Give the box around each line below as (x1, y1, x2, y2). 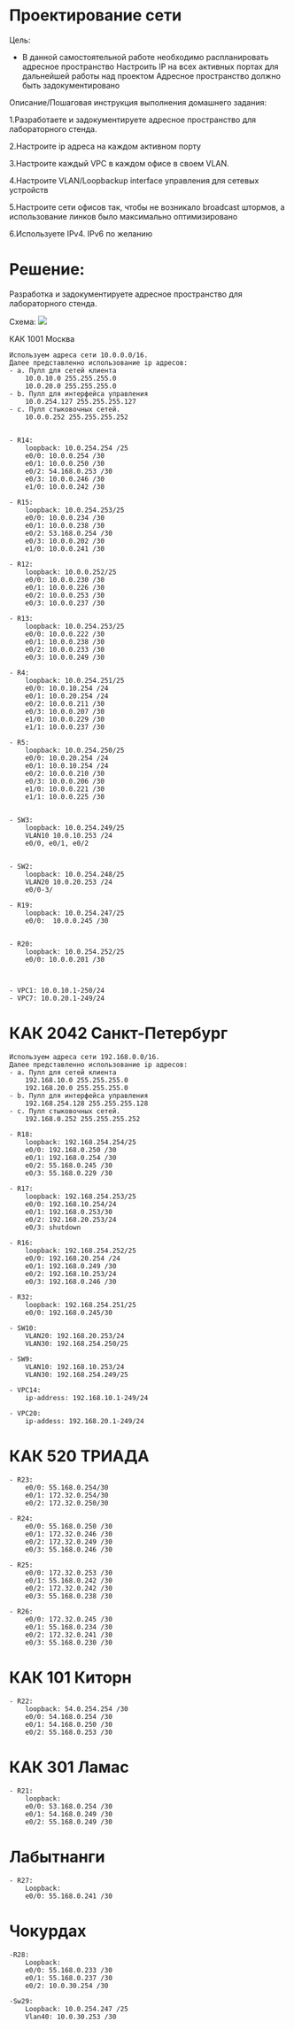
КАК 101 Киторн (9, 1667, 132, 1687)
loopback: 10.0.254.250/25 (25, 746, 125, 755)
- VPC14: (9, 1385, 42, 1395)
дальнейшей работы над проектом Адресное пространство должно (21, 70, 282, 81)
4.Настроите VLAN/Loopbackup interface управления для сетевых (9, 174, 259, 186)
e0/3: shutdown (25, 1223, 81, 1232)
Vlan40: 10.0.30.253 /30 (25, 2012, 117, 2021)
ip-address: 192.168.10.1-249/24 (25, 1393, 149, 1402)
